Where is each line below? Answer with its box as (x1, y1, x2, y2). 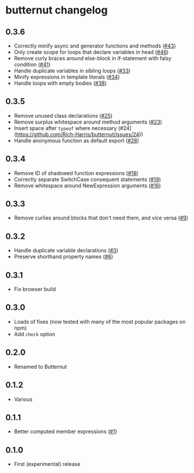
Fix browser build (13, 286, 56, 293)
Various (13, 396, 33, 403)
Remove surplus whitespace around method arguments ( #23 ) (13, 118, 162, 125)
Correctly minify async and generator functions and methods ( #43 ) (13, 42, 176, 49)
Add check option (13, 330, 56, 337)
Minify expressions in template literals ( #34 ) (13, 74, 120, 80)
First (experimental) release (13, 461, 81, 468)
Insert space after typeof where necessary (13, 124, 117, 132)
